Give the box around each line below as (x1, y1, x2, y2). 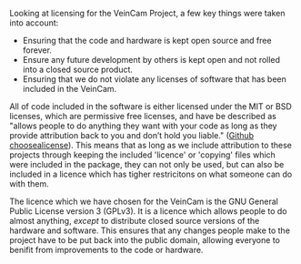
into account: (9, 17, 59, 28)
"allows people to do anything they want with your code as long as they (9, 120, 277, 131)
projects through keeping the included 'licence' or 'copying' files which (9, 149, 276, 160)
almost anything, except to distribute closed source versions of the (9, 216, 260, 226)
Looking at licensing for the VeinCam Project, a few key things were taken (9, 8, 286, 18)
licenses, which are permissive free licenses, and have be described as (9, 111, 277, 121)
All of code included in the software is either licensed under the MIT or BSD (9, 101, 293, 112)
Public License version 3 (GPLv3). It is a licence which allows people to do (9, 206, 287, 217)
